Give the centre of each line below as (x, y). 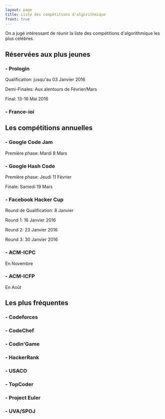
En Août (13, 287)
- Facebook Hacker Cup (34, 199)
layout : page (19, 10)
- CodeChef (20, 330)
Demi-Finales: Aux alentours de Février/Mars (51, 89)
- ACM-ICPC (20, 252)
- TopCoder (19, 384)
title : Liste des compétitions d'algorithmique (56, 14)
